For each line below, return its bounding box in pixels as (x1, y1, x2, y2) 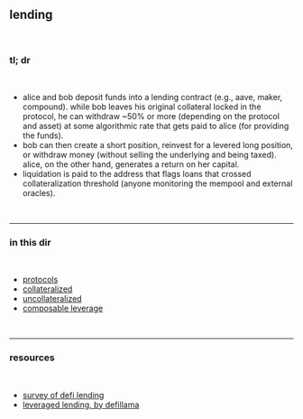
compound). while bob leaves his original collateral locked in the (22, 101, 262, 112)
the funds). (22, 130, 64, 141)
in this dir (9, 237, 51, 249)
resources (9, 351, 56, 364)
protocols (22, 275, 59, 285)
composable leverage (22, 303, 104, 314)
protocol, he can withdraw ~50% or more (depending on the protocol (22, 111, 280, 122)
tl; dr (9, 53, 31, 66)
